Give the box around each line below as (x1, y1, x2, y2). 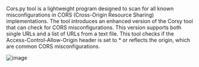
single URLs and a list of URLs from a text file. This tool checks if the (6, 30, 175, 37)
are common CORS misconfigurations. (6, 43, 100, 50)
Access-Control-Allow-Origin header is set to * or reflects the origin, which (6, 37, 191, 43)
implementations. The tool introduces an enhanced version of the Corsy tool (6, 18, 194, 24)
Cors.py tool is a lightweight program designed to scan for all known (6, 5, 174, 12)
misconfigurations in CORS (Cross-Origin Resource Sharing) (6, 11, 154, 18)
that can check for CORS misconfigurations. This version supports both (6, 24, 182, 31)
